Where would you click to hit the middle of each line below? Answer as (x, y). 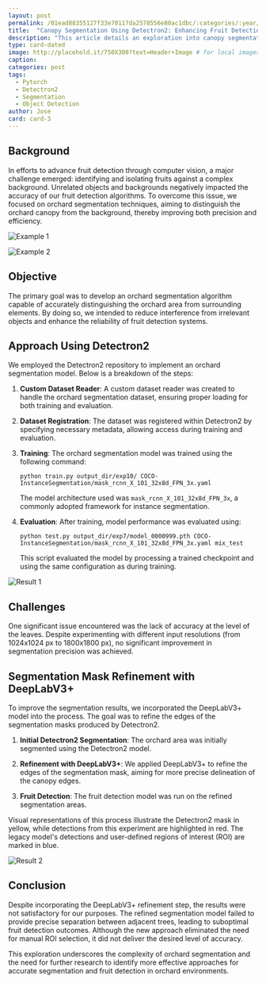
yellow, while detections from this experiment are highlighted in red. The (126, 828)
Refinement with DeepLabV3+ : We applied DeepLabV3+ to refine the (133, 764)
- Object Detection (47, 104)
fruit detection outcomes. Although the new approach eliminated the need (129, 930)
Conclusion (37, 886)
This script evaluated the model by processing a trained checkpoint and (137, 558)
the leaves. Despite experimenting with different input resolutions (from (124, 634)
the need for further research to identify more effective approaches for (123, 962)
